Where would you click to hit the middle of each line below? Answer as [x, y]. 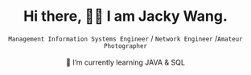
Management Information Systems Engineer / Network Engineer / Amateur [125, 38]
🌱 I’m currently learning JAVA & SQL [125, 62]
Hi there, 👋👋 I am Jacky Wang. [125, 16]
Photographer [125, 46]
